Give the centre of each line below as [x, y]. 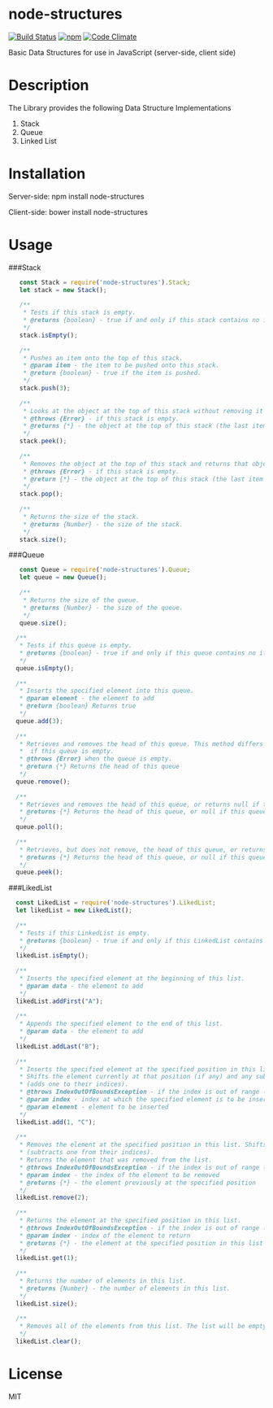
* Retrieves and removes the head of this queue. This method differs [141, 744]
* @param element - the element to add [87, 699]
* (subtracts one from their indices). [87, 1153]
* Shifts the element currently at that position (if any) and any [136, 1077]
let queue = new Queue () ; [63, 578]
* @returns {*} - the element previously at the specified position [137, 1183]
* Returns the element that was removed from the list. [116, 1160]
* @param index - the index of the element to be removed [119, 1175]
